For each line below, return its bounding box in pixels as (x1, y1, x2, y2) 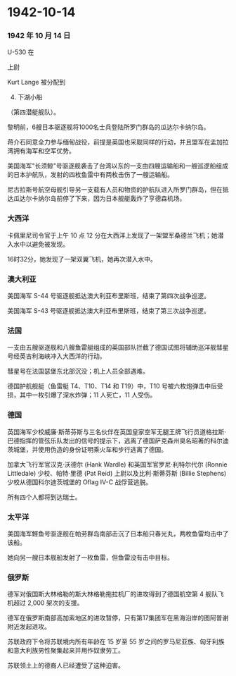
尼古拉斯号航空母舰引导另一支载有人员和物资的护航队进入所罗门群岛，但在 (7, 185, 223, 194)
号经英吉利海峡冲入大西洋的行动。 (7, 352, 106, 360)
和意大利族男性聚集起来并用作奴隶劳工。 (7, 646, 124, 655)
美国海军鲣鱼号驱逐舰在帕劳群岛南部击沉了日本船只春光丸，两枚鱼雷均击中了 (7, 529, 229, 538)
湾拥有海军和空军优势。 (7, 147, 75, 155)
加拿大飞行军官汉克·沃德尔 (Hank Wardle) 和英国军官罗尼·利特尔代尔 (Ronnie (7, 460, 228, 469)
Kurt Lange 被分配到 (7, 78, 65, 87)
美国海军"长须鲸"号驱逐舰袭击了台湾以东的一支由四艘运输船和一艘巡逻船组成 (7, 161, 229, 170)
